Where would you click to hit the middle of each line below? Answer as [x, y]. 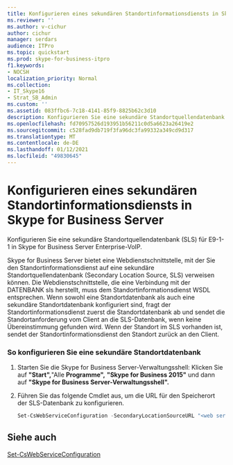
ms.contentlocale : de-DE [43, 143]
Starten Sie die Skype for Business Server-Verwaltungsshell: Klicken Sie [120, 368]
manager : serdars [32, 40]
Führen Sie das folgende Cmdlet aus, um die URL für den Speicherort [116, 396]
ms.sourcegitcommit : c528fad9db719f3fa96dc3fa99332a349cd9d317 [101, 130]
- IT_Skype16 [26, 91]
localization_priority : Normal [52, 78]
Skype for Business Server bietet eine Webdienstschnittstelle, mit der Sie [111, 260]
